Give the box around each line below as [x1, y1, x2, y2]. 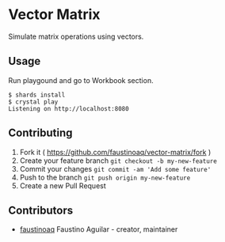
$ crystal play [8, 97, 59, 106]
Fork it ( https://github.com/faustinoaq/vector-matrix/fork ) [19, 147, 212, 157]
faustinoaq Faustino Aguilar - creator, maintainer [19, 225, 178, 234]
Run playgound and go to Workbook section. [8, 75, 154, 85]
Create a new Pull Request [19, 180, 107, 191]
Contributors [8, 203, 74, 217]
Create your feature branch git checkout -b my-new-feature [19, 156, 218, 165]
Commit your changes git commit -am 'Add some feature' [19, 164, 212, 173]
